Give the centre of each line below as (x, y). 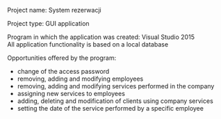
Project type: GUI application (48, 23)
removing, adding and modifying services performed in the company (116, 86)
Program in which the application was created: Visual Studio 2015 (101, 37)
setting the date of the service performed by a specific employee (110, 108)
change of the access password (63, 71)
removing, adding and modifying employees (80, 79)
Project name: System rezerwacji (55, 10)
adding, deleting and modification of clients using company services (115, 101)
